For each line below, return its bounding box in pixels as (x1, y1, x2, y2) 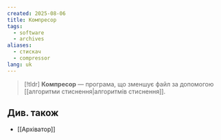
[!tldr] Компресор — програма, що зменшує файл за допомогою (23, 80, 214, 88)
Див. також (7, 107, 59, 119)
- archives (13, 36, 45, 43)
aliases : (7, 42, 32, 49)
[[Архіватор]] (16, 125, 56, 134)
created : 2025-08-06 (7, 10, 67, 17)
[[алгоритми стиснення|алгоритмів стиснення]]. (23, 87, 166, 95)
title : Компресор (7, 16, 57, 23)
